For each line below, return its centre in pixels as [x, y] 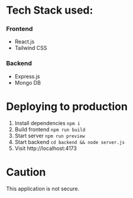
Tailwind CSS [31, 48]
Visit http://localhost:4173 [46, 148]
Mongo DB [28, 82]
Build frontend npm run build [50, 129]
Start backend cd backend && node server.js [70, 142]
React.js [25, 41]
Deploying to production [67, 106]
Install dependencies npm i [47, 123]
